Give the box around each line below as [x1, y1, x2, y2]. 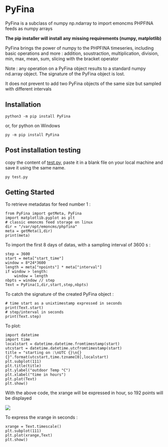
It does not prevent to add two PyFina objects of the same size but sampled [5, 80, 161, 86]
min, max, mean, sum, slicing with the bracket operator [5, 55, 119, 61]
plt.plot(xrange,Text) [5, 433, 53, 438]
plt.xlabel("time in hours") [5, 372, 66, 378]
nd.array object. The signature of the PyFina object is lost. [5, 70, 125, 76]
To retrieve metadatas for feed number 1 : [5, 201, 91, 207]
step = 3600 [5, 251, 30, 257]
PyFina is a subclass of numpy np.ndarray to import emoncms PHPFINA [5, 20, 154, 26]
